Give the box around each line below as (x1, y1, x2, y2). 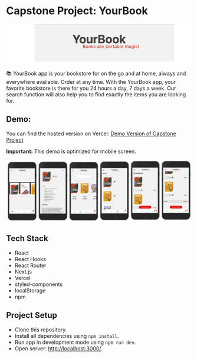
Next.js (14, 268, 32, 275)
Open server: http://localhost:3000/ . (14, 344, 103, 352)
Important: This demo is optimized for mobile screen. (6, 148, 137, 155)
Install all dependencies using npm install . (14, 332, 119, 339)
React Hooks (14, 255, 46, 262)
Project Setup (6, 310, 58, 320)
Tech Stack (6, 233, 48, 243)
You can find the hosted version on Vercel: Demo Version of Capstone (6, 130, 176, 137)
